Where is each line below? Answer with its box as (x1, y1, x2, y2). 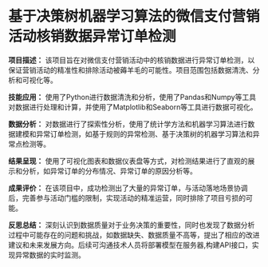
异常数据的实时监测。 (14, 249, 85, 260)
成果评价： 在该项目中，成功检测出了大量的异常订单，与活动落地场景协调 (8, 183, 248, 193)
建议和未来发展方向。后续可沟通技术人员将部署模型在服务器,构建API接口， (8, 240, 253, 249)
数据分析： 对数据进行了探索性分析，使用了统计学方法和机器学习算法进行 (8, 119, 248, 129)
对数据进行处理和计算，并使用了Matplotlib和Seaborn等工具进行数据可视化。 (8, 102, 258, 112)
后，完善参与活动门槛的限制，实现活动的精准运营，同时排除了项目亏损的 (8, 193, 246, 202)
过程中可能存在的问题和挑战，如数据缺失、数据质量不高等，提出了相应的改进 (8, 229, 260, 240)
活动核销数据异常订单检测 (8, 27, 177, 46)
